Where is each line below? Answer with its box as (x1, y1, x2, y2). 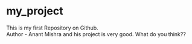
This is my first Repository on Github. (6, 24, 98, 31)
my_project (6, 4, 63, 18)
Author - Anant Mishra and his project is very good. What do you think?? (6, 30, 186, 37)
